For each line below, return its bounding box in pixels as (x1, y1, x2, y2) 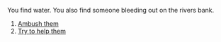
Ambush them (17, 20, 59, 27)
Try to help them (17, 27, 66, 35)
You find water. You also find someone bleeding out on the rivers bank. (7, 6, 215, 14)
